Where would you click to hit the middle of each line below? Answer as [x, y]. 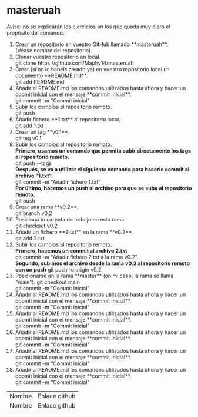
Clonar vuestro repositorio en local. [58, 57]
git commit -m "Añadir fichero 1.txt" [58, 182]
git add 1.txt [29, 125]
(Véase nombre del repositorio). [54, 50]
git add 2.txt [30, 238]
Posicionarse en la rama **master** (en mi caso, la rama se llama [94, 276]
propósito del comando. [36, 32]
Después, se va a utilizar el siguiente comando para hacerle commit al [102, 169]
